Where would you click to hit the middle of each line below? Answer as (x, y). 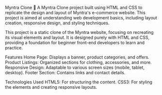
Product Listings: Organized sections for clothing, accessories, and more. (78, 62)
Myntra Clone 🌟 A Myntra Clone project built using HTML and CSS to (74, 8)
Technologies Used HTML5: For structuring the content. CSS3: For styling (79, 82)
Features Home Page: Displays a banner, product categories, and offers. (77, 57)
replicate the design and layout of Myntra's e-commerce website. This (75, 13)
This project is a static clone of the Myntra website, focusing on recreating (79, 32)
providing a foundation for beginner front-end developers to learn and (75, 43)
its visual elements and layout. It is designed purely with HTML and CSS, (77, 37)
